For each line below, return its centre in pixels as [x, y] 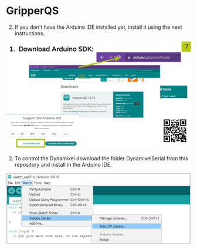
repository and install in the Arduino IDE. [63, 164]
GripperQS [33, 11]
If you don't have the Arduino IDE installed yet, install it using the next [98, 27]
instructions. [30, 33]
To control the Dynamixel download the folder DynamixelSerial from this [101, 158]
